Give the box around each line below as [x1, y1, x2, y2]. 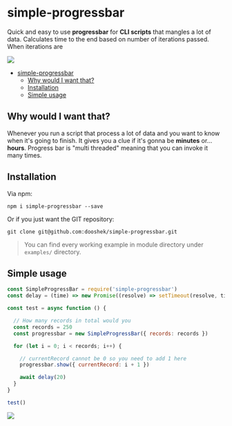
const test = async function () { [7, 305, 107, 312]
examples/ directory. [23, 247, 81, 256]
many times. [7, 151, 42, 159]
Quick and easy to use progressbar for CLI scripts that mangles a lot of [7, 28, 212, 36]
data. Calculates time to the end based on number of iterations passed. [7, 35, 209, 43]
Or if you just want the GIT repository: [7, 215, 115, 223]
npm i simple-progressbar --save [7, 202, 104, 210]
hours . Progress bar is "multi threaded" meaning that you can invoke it [7, 144, 209, 152]
